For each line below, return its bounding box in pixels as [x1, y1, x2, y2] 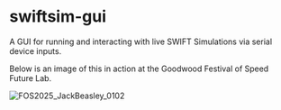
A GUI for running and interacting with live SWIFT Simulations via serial [9, 36, 273, 47]
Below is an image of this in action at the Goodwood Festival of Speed [9, 63, 269, 74]
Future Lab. [9, 72, 52, 83]
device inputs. [9, 45, 62, 56]
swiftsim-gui [9, 6, 106, 27]
